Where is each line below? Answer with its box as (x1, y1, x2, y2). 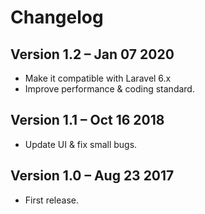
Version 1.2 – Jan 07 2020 (10, 46, 175, 63)
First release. (24, 194, 79, 206)
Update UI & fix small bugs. (24, 138, 138, 150)
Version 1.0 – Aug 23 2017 (10, 167, 175, 185)
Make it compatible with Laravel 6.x (24, 72, 172, 84)
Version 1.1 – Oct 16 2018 (10, 112, 165, 129)
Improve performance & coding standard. (24, 83, 195, 95)
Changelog (10, 6, 104, 29)
